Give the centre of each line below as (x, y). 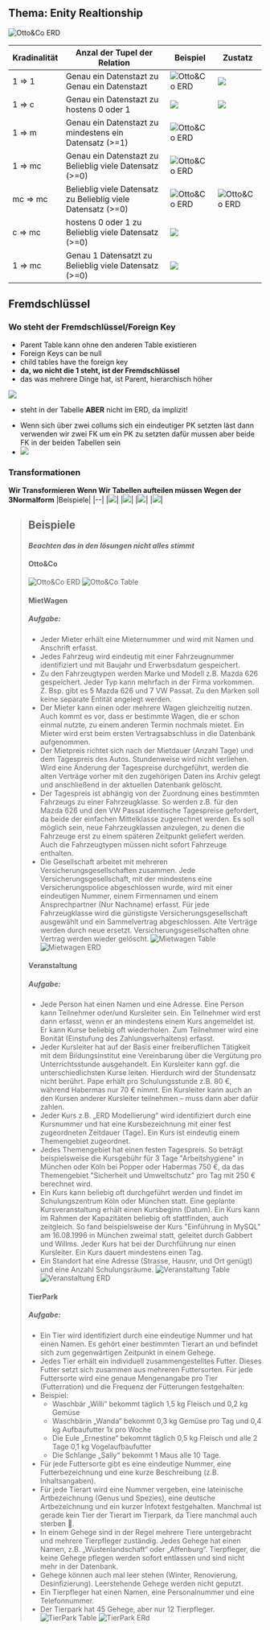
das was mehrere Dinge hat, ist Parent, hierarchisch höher (116, 379)
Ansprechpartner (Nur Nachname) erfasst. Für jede (125, 904)
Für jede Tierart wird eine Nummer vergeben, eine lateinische (141, 1489)
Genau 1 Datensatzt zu (109, 255)
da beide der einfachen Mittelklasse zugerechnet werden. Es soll (147, 819)
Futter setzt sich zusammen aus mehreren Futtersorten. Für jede (146, 1369)
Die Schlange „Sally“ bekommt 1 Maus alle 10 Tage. (137, 1455)
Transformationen (45, 473)
